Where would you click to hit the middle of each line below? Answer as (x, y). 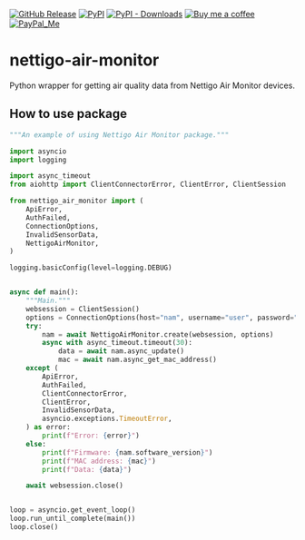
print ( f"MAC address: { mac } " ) (99, 461)
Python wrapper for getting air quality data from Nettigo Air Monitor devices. (152, 85)
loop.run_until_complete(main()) (73, 519)
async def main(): (44, 292)
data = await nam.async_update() (121, 351)
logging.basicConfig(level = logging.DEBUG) (91, 268)
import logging (38, 160)
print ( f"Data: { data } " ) (87, 469)
